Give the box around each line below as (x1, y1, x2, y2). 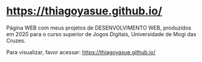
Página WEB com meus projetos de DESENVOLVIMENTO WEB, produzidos (6, 24, 192, 31)
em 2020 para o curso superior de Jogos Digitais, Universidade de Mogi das (6, 30, 197, 37)
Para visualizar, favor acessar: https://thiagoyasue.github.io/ (6, 48, 156, 55)
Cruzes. (6, 37, 26, 44)
